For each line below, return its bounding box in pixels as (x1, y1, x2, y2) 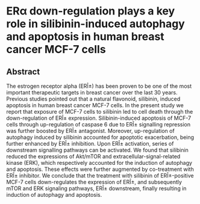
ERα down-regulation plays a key (6, 4, 175, 18)
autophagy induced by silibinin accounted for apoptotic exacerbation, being (6, 134, 195, 141)
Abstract (6, 66, 40, 76)
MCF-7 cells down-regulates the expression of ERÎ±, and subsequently (6, 179, 183, 185)
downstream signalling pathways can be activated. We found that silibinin (6, 146, 189, 153)
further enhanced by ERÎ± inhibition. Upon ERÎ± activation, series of (6, 140, 174, 147)
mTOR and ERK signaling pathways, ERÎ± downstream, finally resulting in (6, 185, 187, 192)
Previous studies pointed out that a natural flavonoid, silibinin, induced (6, 95, 181, 102)
